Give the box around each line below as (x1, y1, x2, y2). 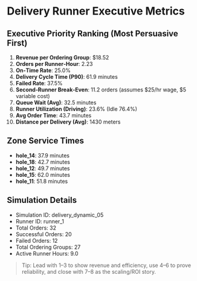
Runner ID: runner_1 (15, 217, 64, 225)
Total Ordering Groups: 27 (15, 243, 81, 251)
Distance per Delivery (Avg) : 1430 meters (15, 118, 121, 125)
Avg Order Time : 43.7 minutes (15, 112, 92, 119)
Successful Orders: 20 (15, 230, 72, 237)
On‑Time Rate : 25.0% (15, 67, 71, 74)
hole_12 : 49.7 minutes (15, 165, 70, 172)
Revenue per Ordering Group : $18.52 (15, 54, 109, 61)
